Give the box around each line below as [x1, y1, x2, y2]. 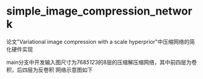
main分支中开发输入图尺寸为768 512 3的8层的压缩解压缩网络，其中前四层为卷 [6, 58, 197, 66]
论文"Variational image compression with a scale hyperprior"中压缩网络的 [6, 38, 190, 45]
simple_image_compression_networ [6, 4, 193, 18]
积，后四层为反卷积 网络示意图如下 [6, 66, 93, 74]
